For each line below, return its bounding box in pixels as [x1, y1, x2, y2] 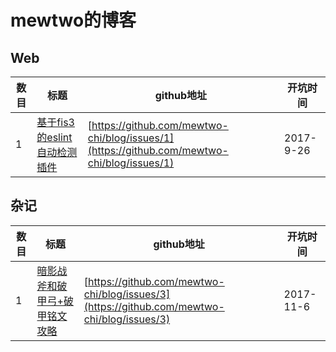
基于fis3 [36, 116, 75, 129]
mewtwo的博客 [10, 9, 137, 32]
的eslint [36, 131, 73, 144]
